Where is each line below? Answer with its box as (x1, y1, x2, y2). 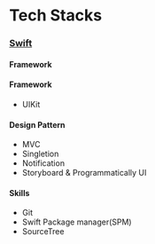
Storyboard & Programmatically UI (21, 168, 147, 178)
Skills (9, 187, 30, 198)
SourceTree (21, 226, 65, 237)
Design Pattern (9, 119, 66, 130)
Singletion (21, 148, 59, 160)
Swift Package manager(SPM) (21, 216, 132, 227)
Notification (21, 158, 65, 169)
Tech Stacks (9, 5, 103, 26)
